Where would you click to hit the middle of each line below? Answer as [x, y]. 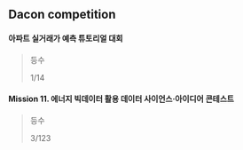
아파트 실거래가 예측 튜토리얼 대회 [66, 38]
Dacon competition [62, 15]
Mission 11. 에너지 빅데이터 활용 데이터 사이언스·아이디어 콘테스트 [121, 99]
